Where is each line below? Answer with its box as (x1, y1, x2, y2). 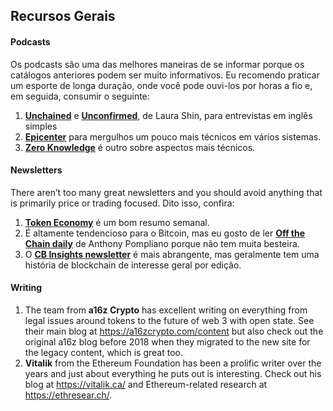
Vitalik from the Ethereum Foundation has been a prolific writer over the (24, 357, 322, 369)
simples (24, 120, 58, 132)
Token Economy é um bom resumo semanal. (24, 216, 210, 228)
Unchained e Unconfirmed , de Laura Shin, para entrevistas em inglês (24, 109, 313, 121)
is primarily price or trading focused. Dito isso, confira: (10, 197, 235, 209)
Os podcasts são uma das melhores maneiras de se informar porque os (10, 58, 305, 70)
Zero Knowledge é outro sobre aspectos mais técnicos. (24, 141, 256, 153)
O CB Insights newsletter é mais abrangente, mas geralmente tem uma (24, 248, 320, 260)
